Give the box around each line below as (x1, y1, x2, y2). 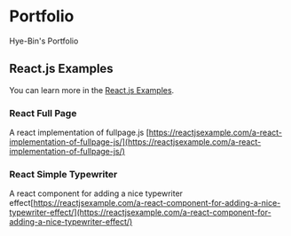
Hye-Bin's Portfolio (9, 35, 79, 46)
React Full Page (9, 106, 77, 119)
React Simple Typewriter (9, 168, 118, 180)
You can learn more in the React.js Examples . (9, 84, 175, 95)
